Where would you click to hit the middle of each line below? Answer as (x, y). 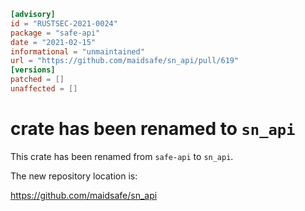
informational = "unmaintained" (77, 51)
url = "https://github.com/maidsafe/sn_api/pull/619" (125, 61)
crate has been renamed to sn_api (153, 129)
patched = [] (37, 80)
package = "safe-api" (55, 33)
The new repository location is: (74, 176)
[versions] (33, 70)
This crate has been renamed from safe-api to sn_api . (122, 156)
